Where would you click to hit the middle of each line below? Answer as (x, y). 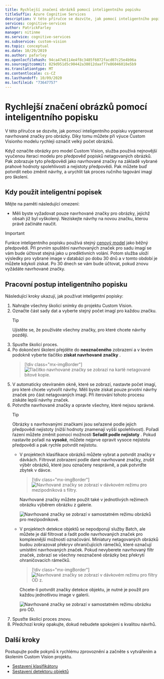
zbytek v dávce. (35, 470)
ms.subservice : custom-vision (36, 42)
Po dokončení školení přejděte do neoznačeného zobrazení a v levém (82, 350)
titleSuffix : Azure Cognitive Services (46, 14)
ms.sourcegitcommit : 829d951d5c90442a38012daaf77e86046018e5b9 (71, 64)
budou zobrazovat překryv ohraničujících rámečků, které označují (85, 545)
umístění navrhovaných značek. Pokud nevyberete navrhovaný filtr (87, 550)
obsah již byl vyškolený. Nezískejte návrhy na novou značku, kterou (80, 219)
